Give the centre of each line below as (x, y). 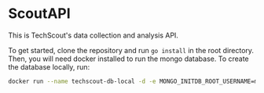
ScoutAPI (39, 14)
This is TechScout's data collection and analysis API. (93, 35)
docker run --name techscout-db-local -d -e (82, 81)
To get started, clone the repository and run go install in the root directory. (131, 50)
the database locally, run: (49, 66)
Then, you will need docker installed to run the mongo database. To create (128, 59)
